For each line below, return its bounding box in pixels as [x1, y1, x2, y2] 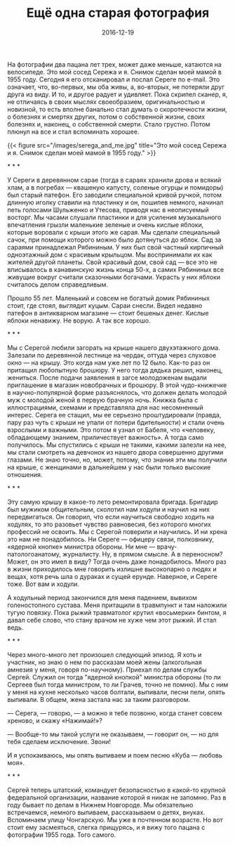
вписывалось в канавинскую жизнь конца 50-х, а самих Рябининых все [7, 265, 224, 273]
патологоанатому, [7, 549, 62, 558]
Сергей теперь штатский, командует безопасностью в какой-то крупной [7, 786, 226, 794]
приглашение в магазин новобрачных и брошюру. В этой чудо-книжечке [7, 381, 227, 389]
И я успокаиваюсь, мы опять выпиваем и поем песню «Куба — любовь [7, 750, 223, 760]
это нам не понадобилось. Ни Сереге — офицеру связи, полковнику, [7, 535, 214, 543]
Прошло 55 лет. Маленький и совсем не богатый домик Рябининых [7, 294, 210, 302]
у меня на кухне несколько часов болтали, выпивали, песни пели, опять [7, 687, 226, 696]
